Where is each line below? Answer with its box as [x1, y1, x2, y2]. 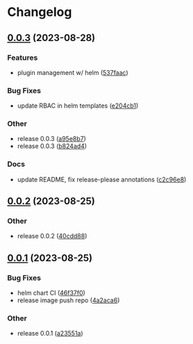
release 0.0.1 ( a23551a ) [17, 329, 83, 338]
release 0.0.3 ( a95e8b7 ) [17, 135, 87, 143]
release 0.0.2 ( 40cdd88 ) [17, 232, 87, 240]
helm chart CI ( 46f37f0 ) [17, 289, 85, 297]
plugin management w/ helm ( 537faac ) [17, 68, 128, 76]
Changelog [7, 4, 72, 20]
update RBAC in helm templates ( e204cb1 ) [17, 101, 139, 110]
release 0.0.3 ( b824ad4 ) [17, 142, 87, 150]
